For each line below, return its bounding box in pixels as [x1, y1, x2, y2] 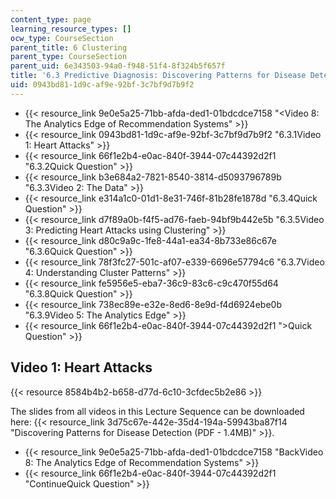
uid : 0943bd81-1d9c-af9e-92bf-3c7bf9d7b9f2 [10, 80, 195, 90]
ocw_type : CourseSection [10, 33, 114, 43]
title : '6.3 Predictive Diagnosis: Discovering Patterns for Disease [10, 71, 307, 81]
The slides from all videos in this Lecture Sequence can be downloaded [10, 405, 305, 417]
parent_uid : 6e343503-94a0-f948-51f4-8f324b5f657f [10, 61, 226, 71]
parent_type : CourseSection [10, 52, 128, 62]
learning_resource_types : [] [10, 24, 132, 34]
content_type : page [10, 14, 92, 25]
